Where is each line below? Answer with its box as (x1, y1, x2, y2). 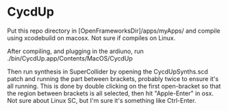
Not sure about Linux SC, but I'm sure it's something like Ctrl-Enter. (7, 96, 197, 104)
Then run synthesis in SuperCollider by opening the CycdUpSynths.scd (7, 67, 209, 76)
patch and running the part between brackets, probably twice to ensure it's (7, 74, 219, 82)
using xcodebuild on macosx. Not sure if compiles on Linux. (7, 33, 176, 42)
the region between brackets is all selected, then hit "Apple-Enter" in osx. (7, 89, 214, 97)
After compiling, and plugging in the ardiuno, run (7, 47, 144, 55)
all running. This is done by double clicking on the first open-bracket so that (7, 82, 221, 90)
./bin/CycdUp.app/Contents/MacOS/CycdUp (7, 54, 134, 62)
